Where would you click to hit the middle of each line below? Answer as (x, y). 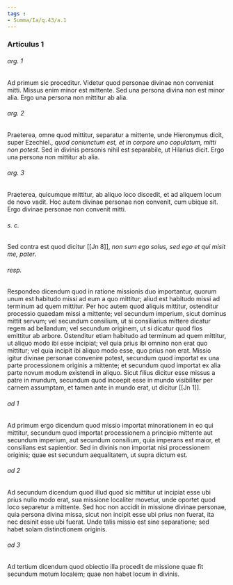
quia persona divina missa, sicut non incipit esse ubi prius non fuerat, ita (111, 514)
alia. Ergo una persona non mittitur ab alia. (68, 97)
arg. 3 (16, 173)
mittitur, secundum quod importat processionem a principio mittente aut (110, 433)
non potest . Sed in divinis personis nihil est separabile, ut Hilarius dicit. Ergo (116, 150)
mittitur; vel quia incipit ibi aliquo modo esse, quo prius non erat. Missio (109, 351)
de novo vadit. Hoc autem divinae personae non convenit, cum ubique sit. (113, 202)
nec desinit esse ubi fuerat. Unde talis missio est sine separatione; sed (109, 522)
